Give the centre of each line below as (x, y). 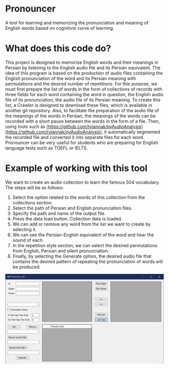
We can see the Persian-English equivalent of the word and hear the (83, 235)
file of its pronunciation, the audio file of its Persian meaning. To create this (83, 100)
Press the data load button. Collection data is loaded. (67, 218)
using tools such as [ (27, 126)
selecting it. (24, 229)
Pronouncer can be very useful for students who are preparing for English (82, 142)
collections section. (33, 202)
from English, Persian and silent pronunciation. (61, 251)
